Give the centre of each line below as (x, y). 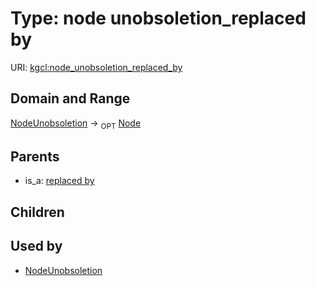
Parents (35, 156)
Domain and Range (70, 98)
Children (37, 212)
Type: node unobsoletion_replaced (158, 18)
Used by (36, 246)
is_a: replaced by (59, 181)
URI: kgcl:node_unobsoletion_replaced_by (96, 67)
